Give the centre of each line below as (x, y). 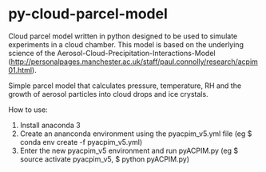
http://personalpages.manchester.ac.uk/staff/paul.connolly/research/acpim (134, 62)
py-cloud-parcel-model (88, 14)
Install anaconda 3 (50, 125)
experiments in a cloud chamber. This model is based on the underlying (126, 44)
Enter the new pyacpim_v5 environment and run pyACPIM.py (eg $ (129, 150)
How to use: (28, 110)
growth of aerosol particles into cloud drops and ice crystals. (109, 94)
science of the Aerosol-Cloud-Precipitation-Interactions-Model (112, 53)
